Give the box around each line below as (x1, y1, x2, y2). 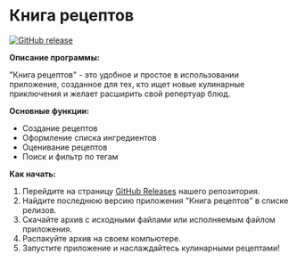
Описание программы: (9, 52, 100, 62)
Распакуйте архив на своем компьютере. (21, 233, 181, 243)
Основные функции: (9, 105, 90, 116)
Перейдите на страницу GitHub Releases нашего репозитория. (21, 185, 260, 196)
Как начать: (9, 168, 56, 179)
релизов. (21, 204, 57, 215)
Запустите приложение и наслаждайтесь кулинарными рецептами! (21, 242, 280, 253)
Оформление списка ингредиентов (21, 132, 158, 143)
